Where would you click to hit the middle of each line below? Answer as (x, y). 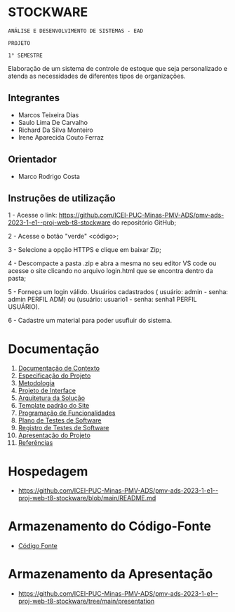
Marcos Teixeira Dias (48, 115)
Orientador (32, 160)
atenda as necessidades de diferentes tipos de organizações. (97, 76)
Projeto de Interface (47, 391)
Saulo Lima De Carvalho (53, 122)
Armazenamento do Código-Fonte (110, 526)
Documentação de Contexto (59, 368)
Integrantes (34, 98)
